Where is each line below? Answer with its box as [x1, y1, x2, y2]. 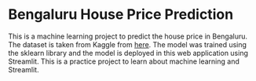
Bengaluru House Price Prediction [8, 6, 234, 24]
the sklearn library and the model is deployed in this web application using [8, 48, 249, 57]
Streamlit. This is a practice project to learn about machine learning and [8, 57, 240, 66]
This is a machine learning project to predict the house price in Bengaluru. [8, 31, 248, 41]
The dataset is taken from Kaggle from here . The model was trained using [8, 39, 247, 49]
